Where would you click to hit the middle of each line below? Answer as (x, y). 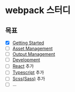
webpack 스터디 (38, 10)
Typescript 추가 (28, 72)
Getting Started (28, 43)
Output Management (34, 54)
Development (26, 60)
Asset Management (32, 49)
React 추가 (23, 66)
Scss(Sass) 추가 (29, 79)
